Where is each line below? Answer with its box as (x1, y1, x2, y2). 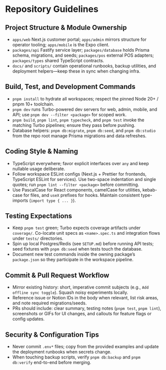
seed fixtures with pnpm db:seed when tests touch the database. (12, 246, 143, 252)
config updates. (12, 316, 45, 322)
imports (12, 197, 28, 203)
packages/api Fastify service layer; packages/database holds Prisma (12, 47, 150, 53)
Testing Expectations (5, 212, 72, 220)
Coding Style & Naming (5, 147, 78, 156)
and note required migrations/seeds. (12, 300, 87, 306)
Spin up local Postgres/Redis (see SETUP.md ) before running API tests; (12, 241, 154, 247)
